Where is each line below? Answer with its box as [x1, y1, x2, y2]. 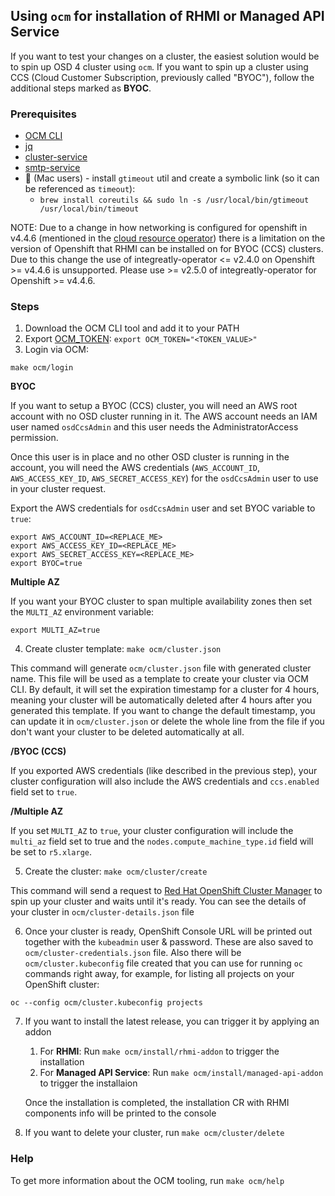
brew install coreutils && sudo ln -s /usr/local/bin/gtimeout [39, 195, 310, 206]
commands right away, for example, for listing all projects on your [24, 968, 295, 980]
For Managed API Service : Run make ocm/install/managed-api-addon [39, 1067, 324, 1079]
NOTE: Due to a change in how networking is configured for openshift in [10, 222, 308, 234]
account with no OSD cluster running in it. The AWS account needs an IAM [10, 410, 318, 423]
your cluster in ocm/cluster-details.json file [10, 906, 195, 918]
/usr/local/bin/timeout [39, 204, 140, 214]
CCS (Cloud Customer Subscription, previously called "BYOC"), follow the [10, 71, 315, 83]
